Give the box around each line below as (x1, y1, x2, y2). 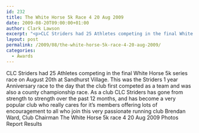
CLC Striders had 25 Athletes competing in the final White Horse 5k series (6, 69, 188, 76)
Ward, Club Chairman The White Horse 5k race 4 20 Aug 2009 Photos (6, 114, 179, 121)
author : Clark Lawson (6, 25, 60, 32)
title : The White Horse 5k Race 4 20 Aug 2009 (6, 14, 124, 20)
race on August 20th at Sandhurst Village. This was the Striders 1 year (6, 76, 179, 83)
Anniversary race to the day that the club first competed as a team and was (6, 82, 191, 89)
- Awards (11, 53, 33, 59)
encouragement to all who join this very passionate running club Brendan (6, 107, 186, 115)
